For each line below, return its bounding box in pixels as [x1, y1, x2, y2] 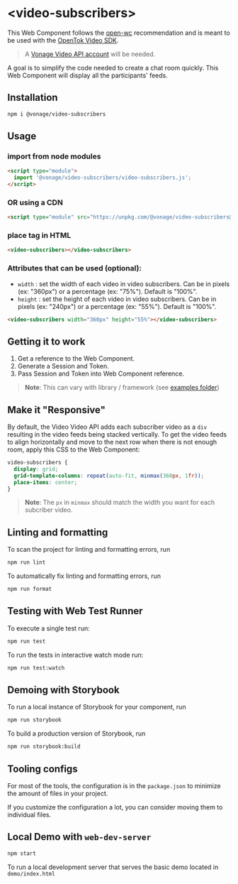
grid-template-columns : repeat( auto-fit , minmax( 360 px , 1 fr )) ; [13, 472, 205, 479]
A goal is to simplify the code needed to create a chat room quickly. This [7, 63, 219, 72]
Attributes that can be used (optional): [7, 263, 142, 273]
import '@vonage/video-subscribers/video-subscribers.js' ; [13, 174, 192, 182]
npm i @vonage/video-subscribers [7, 110, 106, 118]
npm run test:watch [7, 664, 65, 672]
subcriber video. [24, 506, 73, 514]
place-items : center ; [13, 479, 78, 486]
